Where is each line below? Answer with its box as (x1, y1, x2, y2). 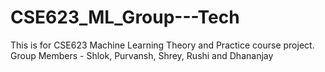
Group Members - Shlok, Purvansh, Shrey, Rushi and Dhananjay (10, 49, 274, 61)
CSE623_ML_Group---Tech (10, 6, 240, 29)
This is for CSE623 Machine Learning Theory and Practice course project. (10, 39, 315, 51)
